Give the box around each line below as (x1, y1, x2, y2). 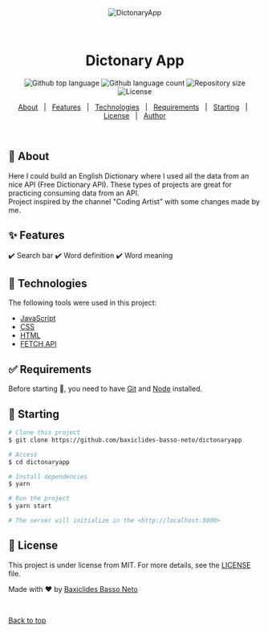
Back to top (8, 615, 47, 625)
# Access (8, 450, 38, 458)
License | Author (103, 110, 167, 120)
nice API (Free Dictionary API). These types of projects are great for (8, 179, 233, 189)
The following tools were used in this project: (8, 298, 157, 308)
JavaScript (19, 314, 56, 323)
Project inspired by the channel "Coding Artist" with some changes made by (8, 196, 261, 206)
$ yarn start (8, 502, 52, 510)
